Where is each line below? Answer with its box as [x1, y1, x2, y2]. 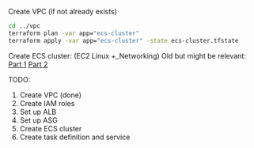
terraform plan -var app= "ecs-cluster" [8, 29, 140, 37]
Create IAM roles [19, 98, 75, 108]
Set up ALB [19, 107, 57, 116]
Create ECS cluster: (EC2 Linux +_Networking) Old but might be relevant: [8, 51, 247, 60]
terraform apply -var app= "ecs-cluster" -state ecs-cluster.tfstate [8, 36, 239, 44]
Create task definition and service [19, 132, 131, 142]
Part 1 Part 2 [8, 59, 48, 69]
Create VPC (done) [19, 90, 82, 100]
